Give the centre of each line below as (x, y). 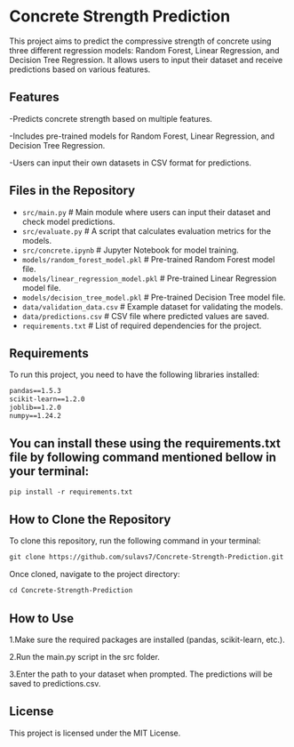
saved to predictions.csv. (55, 683)
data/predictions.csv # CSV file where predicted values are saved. (145, 316)
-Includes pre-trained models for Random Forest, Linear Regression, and (142, 136)
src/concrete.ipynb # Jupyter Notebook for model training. (131, 250)
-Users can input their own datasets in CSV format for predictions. (130, 163)
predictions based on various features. (80, 69)
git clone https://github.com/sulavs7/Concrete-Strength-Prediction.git (147, 558)
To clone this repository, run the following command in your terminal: (135, 541)
